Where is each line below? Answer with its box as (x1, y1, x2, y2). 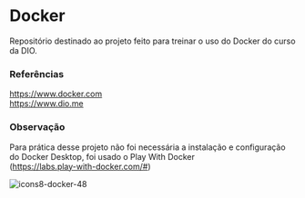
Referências (9, 67, 65, 80)
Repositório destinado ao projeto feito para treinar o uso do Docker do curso (9, 35, 296, 46)
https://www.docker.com (9, 88, 103, 100)
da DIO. (9, 45, 38, 55)
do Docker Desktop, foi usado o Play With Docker (9, 151, 196, 162)
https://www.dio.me (9, 98, 84, 109)
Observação (9, 121, 66, 134)
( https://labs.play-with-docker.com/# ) (9, 161, 151, 172)
